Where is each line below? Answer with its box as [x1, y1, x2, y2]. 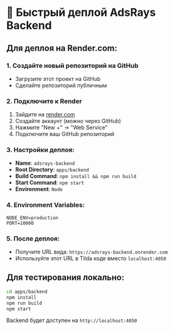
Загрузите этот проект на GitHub [15, 75, 101, 82]
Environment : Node [15, 186, 63, 193]
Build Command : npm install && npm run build [15, 173, 137, 180]
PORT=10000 [6, 220, 34, 226]
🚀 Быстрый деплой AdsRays [6, 6, 156, 20]
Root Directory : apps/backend [15, 166, 90, 173]
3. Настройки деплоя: [6, 146, 75, 154]
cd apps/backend [6, 288, 48, 294]
